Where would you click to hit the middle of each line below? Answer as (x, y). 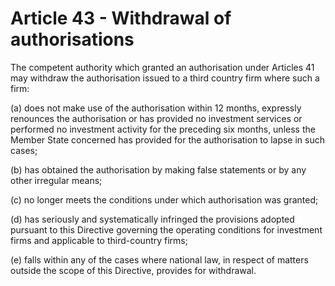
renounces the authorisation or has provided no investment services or (156, 118)
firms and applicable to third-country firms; (99, 240)
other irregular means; (56, 180)
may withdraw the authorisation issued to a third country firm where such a (165, 78)
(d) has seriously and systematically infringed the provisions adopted (152, 219)
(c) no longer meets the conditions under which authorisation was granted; (164, 199)
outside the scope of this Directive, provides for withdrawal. (133, 270)
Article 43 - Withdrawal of (121, 18)
